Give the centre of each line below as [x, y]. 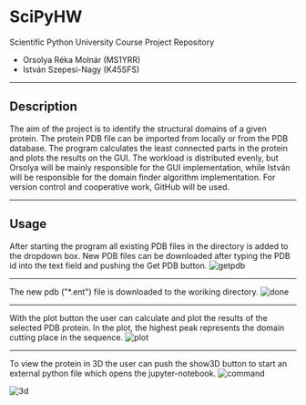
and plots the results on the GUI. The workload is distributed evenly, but [144, 158]
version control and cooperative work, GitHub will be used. [120, 187]
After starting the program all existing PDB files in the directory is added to [149, 246]
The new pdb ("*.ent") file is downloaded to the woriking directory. [134, 291]
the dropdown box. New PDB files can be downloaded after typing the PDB [150, 255]
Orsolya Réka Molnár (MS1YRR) [82, 59]
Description [43, 107]
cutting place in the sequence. [66, 337]
